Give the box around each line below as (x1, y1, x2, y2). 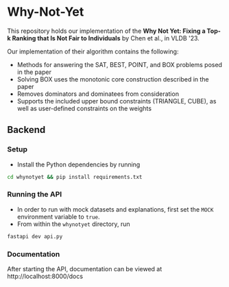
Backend (7, 124, 46, 136)
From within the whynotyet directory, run (16, 220, 130, 228)
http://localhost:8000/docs (7, 272, 84, 280)
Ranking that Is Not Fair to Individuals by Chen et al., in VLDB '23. (12, 34, 200, 42)
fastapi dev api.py (7, 233, 63, 240)
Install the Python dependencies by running (16, 160, 141, 169)
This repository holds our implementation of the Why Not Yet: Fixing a (7, 27, 206, 35)
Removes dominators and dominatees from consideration (16, 90, 180, 98)
